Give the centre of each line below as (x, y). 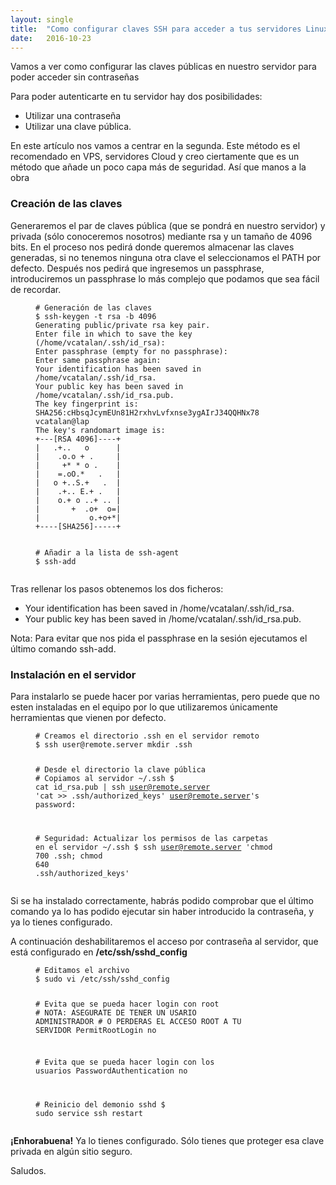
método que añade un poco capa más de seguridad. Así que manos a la (158, 167)
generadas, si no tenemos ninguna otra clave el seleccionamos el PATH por (166, 257)
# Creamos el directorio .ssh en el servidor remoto (147, 736)
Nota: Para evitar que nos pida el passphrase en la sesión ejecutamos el (159, 638)
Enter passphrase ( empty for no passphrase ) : (131, 351)
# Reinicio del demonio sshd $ (100, 1105)
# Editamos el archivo (82, 970)
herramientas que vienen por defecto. (88, 717)
